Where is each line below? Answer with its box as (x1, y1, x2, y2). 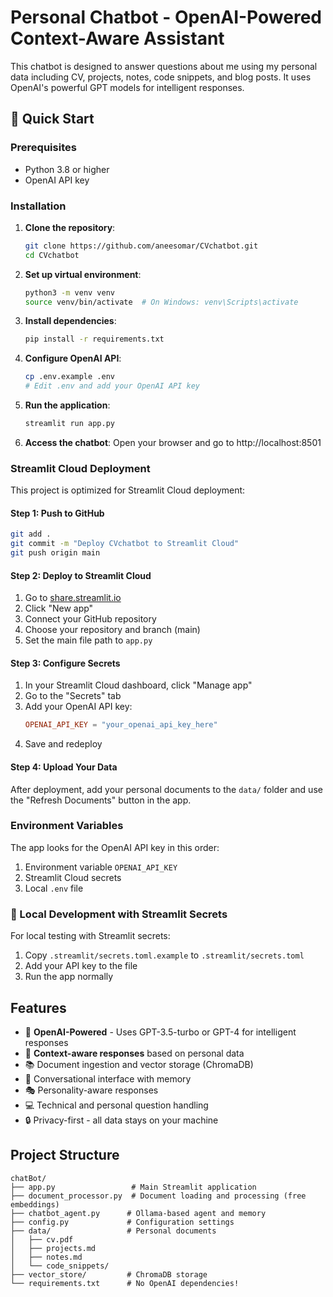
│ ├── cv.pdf (10, 1234, 74, 1245)
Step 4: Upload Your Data (10, 761, 118, 773)
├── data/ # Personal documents (10, 1226, 217, 1236)
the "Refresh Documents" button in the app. (10, 794, 192, 806)
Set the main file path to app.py (24, 634, 153, 646)
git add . (10, 529, 52, 540)
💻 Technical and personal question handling (24, 1099, 209, 1111)
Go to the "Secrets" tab (24, 690, 122, 702)
